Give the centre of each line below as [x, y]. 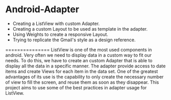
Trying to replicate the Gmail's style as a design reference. [74, 40]
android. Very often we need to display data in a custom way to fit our [79, 55]
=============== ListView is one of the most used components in [79, 49]
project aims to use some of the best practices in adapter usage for [76, 87]
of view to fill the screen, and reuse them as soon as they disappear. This [82, 82]
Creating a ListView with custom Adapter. [56, 23]
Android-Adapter [42, 9]
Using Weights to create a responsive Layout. [60, 34]
